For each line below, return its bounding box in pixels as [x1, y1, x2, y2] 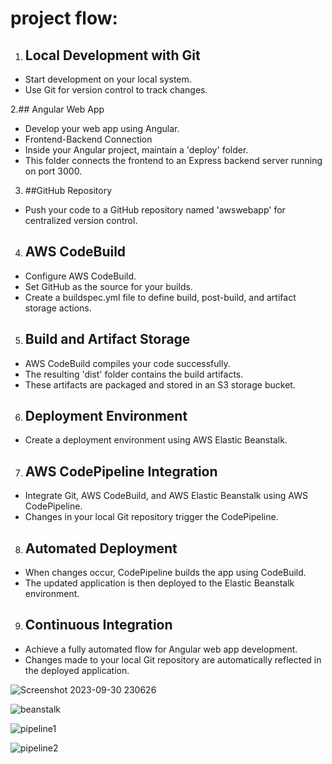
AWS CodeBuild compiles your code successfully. [24, 357, 231, 369]
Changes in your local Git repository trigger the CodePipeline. [24, 511, 279, 523]
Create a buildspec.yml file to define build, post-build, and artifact [24, 291, 297, 303]
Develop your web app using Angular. [24, 123, 180, 134]
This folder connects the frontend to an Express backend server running [24, 155, 323, 166]
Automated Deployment [24, 540, 178, 557]
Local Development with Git [24, 47, 201, 64]
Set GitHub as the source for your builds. [24, 280, 193, 292]
